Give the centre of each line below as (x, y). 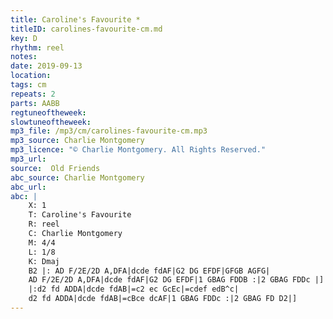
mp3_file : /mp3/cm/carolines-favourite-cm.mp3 (109, 131)
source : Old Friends (55, 168)
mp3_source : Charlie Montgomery (77, 141)
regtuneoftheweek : (48, 112)
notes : (24, 57)
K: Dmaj (44, 261)
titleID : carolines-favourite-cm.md (86, 29)
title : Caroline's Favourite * (75, 19)
